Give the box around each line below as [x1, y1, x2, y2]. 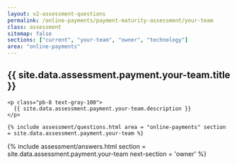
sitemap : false [7, 30, 52, 37]
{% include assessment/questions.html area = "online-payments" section [7, 123, 226, 130]
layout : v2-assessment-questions [7, 10, 106, 18]
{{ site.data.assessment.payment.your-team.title [7, 69, 231, 81]
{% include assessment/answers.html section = [7, 142, 146, 150]
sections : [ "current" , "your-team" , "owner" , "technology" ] [7, 37, 189, 44]
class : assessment [7, 23, 62, 30]
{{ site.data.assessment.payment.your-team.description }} [13, 105, 192, 112]
